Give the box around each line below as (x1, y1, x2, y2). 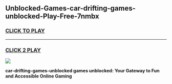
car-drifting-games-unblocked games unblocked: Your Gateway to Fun (5, 67, 160, 73)
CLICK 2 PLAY (5, 46, 41, 53)
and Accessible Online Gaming (5, 73, 72, 79)
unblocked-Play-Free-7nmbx (5, 12, 99, 21)
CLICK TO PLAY (5, 27, 45, 35)
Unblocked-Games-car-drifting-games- (5, 4, 136, 13)
